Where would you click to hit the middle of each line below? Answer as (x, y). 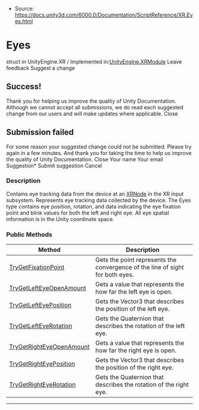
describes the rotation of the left (140, 326)
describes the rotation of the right (142, 384)
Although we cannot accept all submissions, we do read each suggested (95, 107)
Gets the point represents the (136, 260)
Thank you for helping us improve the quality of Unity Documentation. (91, 101)
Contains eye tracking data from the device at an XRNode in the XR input (95, 194)
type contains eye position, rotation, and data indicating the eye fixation (94, 206)
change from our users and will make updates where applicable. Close (92, 113)
